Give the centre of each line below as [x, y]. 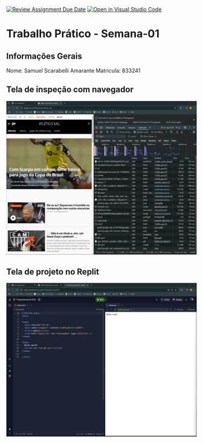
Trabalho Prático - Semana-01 [83, 34]
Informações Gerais [44, 56]
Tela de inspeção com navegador [70, 90]
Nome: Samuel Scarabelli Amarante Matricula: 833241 [73, 71]
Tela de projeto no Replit [53, 271]
